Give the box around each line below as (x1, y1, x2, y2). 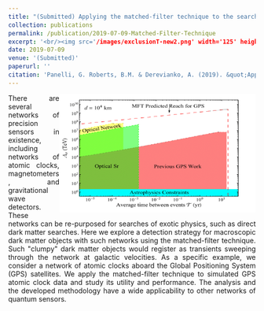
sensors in (8, 127, 60, 136)
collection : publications (8, 20, 93, 29)
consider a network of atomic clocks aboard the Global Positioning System (8, 261, 256, 270)
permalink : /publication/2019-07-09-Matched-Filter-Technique (8, 29, 216, 37)
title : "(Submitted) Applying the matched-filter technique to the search (8, 13, 258, 20)
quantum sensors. (8, 294, 67, 303)
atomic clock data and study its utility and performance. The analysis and (8, 277, 256, 287)
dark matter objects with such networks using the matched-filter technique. (8, 235, 256, 245)
